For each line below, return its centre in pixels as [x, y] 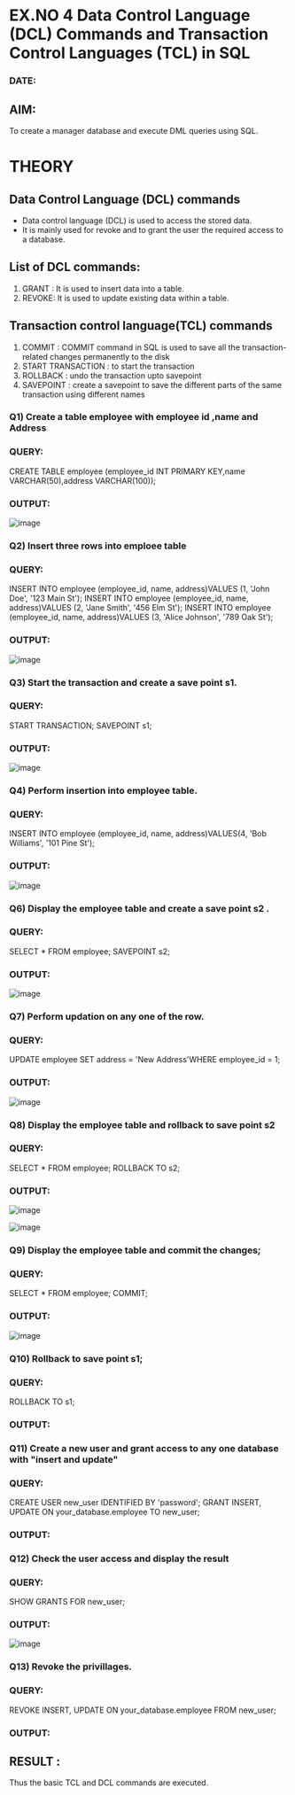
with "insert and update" [64, 1459]
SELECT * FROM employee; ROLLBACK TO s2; [94, 1168]
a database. [43, 239]
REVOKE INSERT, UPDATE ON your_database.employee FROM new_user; [143, 1710]
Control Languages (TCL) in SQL [130, 53]
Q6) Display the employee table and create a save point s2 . [140, 908]
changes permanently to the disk [110, 356]
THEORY [42, 167]
